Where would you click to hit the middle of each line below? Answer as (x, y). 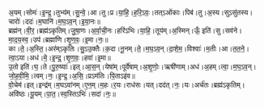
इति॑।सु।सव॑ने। (222, 31)
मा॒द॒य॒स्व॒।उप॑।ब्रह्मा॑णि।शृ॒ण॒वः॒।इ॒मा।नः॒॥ (58, 39)
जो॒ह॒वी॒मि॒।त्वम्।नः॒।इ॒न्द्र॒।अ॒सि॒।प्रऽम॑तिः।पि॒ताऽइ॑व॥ (72, 76)
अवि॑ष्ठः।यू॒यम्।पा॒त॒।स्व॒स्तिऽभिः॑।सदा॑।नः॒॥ (62, 94)
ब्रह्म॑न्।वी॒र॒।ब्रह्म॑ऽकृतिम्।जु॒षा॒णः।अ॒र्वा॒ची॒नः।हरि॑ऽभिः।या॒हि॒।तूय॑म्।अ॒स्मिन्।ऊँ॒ (104, 31)
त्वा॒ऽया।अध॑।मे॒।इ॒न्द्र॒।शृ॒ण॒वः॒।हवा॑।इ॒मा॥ (60, 58)
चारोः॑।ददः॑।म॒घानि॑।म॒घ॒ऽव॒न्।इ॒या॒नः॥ (55, 21)
